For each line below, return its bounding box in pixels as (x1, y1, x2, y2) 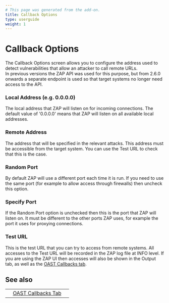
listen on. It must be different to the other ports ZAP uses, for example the (5, 215, 158, 221)
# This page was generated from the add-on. (5, 7, 100, 13)
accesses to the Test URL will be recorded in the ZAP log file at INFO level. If (5, 250, 164, 256)
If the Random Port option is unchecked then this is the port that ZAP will (5, 210, 156, 216)
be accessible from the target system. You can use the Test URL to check (5, 145, 158, 151)
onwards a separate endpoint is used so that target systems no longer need (5, 76, 163, 82)
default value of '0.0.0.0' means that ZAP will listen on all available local (5, 111, 154, 117)
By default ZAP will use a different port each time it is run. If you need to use (5, 175, 164, 181)
